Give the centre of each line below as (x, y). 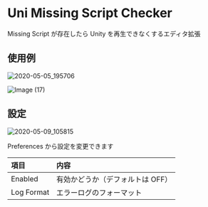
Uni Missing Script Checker (90, 13)
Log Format (30, 192)
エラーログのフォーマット (99, 192)
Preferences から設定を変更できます (61, 146)
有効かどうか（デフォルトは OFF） (114, 179)
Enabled (25, 179)
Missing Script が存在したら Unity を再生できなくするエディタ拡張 (104, 33)
